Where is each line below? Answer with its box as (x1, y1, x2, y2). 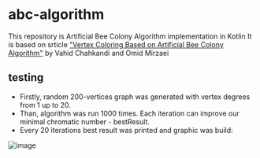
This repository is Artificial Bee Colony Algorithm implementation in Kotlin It (8, 31, 252, 41)
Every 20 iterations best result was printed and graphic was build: (19, 125, 234, 134)
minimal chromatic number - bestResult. (19, 116, 150, 127)
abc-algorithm (8, 6, 105, 24)
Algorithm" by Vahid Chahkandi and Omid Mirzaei (8, 48, 169, 57)
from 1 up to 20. (19, 100, 71, 109)
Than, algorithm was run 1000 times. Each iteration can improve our (19, 108, 240, 118)
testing (8, 71, 44, 84)
